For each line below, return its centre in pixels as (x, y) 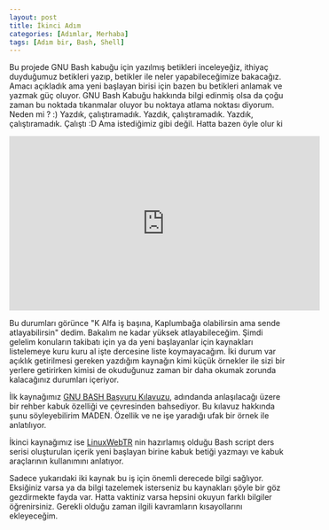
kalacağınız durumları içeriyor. (64, 380)
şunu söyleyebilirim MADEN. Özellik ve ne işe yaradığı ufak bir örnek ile (139, 416)
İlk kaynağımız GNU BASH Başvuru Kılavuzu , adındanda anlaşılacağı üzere (145, 397)
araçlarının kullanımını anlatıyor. (67, 461)
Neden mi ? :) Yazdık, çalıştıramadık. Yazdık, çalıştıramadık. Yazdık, (132, 114)
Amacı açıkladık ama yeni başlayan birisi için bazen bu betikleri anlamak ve (146, 86)
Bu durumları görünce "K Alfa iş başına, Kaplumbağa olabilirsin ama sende (145, 323)
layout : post (33, 17)
